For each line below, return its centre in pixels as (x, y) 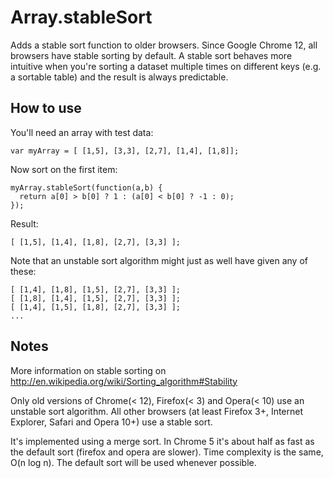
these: (23, 271)
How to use (46, 108)
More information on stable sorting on (88, 370)
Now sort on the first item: (64, 169)
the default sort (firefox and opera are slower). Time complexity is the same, (167, 452)
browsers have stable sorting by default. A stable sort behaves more (151, 55)
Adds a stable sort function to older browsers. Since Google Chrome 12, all (164, 45)
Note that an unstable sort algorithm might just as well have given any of (159, 260)
